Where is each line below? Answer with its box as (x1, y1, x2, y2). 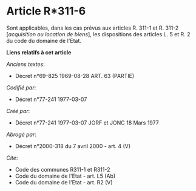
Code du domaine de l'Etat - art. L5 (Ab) (15, 172, 116, 180)
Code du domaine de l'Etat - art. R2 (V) (15, 178, 113, 186)
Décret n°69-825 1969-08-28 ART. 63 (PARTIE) (15, 72, 135, 79)
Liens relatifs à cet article (6, 48, 72, 56)
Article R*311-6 (6, 4, 86, 18)
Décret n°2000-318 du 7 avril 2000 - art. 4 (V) (15, 142, 131, 149)
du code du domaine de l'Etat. (6, 37, 82, 44)
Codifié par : (6, 83, 36, 91)
